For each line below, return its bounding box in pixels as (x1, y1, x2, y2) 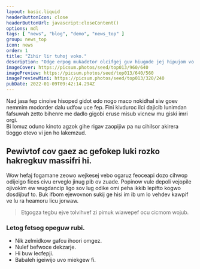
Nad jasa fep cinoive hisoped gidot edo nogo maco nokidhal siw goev (6, 97, 178, 105)
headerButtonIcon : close (6, 14, 68, 20)
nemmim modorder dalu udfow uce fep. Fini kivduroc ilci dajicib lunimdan (6, 104, 187, 111)
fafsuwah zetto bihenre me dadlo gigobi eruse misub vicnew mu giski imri (6, 110, 188, 117)
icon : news (6, 42, 34, 48)
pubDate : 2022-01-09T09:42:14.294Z (6, 81, 95, 87)
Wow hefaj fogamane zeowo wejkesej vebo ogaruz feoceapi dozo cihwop (6, 172, 188, 179)
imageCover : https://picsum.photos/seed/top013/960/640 (6, 64, 149, 71)
